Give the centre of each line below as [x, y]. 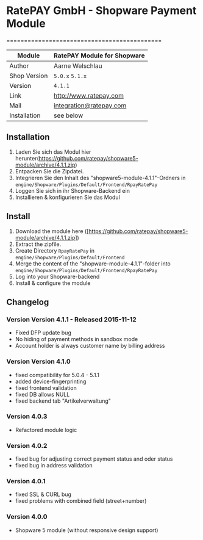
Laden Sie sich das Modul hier [53, 152]
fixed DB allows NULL [42, 394]
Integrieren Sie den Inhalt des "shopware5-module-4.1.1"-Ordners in [100, 178]
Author [19, 66]
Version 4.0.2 [27, 445]
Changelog [28, 302]
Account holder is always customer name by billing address [90, 346]
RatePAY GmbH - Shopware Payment [101, 11]
